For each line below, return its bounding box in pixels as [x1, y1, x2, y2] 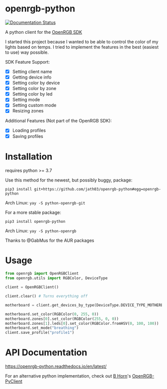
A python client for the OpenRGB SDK [5, 29, 83, 35]
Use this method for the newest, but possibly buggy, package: [5, 177, 133, 183]
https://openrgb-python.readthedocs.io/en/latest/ [5, 364, 107, 370]
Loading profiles [12, 127, 46, 133]
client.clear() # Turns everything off [5, 294, 88, 299]
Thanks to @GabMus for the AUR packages [5, 237, 94, 243]
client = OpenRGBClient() [5, 285, 59, 290]
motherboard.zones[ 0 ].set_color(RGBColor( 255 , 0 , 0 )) [5, 316, 119, 321]
